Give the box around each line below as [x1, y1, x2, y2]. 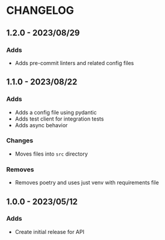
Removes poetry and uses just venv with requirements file [14, 179, 160, 186]
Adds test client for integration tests [14, 115, 104, 122]
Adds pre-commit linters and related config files [14, 59, 134, 66]
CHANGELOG [6, 4, 74, 17]
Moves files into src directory [14, 150, 89, 157]
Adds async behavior [14, 121, 68, 128]
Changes [6, 136, 34, 145]
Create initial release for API [14, 228, 84, 235]
